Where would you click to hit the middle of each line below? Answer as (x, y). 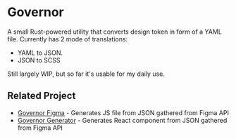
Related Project (42, 96)
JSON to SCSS (39, 60)
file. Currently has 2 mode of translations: (68, 39)
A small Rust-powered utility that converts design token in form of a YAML (114, 32)
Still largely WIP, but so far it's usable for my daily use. (86, 74)
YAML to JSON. (40, 53)
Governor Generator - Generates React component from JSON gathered (122, 120)
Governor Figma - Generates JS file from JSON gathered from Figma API (123, 112)
